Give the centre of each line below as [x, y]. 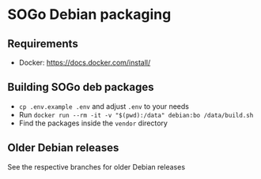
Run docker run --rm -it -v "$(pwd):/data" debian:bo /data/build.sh [136, 114]
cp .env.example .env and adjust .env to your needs [104, 106]
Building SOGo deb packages [81, 87]
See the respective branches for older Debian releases [96, 166]
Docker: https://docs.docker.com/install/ [85, 62]
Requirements [43, 44]
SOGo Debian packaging [89, 15]
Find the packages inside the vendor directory [93, 123]
